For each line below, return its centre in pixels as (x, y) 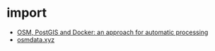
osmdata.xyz (36, 39)
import (27, 13)
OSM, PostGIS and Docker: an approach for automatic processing (112, 32)
